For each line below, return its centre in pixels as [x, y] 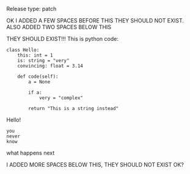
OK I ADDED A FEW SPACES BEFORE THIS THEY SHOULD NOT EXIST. [95, 20]
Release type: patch [31, 9]
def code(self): [38, 77]
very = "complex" [61, 98]
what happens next [31, 153]
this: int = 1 [35, 55]
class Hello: [23, 50]
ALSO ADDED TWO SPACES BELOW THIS [59, 27]
